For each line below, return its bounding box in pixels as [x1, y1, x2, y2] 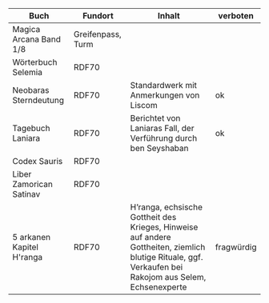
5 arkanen [12, 232, 50, 242]
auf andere [130, 232, 171, 242]
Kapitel [12, 241, 38, 253]
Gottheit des [130, 212, 177, 222]
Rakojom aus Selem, [130, 272, 207, 282]
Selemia [12, 67, 42, 78]
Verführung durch [130, 133, 198, 143]
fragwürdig [215, 241, 257, 253]
